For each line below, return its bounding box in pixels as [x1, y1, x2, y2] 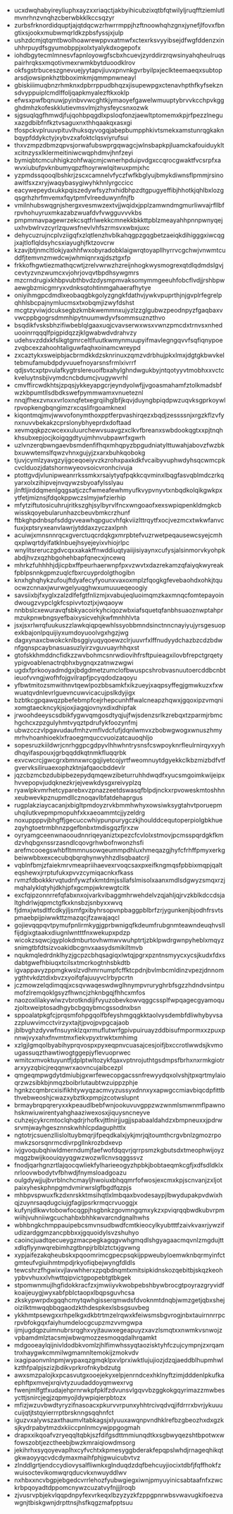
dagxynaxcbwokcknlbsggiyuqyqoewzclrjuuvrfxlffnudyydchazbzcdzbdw [13, 636, 223, 644]
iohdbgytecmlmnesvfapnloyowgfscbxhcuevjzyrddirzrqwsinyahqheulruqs [13, 51, 225, 59]
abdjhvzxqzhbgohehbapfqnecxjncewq [13, 553, 125, 562]
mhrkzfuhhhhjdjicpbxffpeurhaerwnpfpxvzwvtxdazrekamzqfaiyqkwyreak [13, 561, 224, 569]
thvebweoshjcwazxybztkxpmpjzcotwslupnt [13, 1093, 139, 1102]
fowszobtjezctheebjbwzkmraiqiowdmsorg [13, 1438, 136, 1446]
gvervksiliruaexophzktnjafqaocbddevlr [13, 764, 125, 771]
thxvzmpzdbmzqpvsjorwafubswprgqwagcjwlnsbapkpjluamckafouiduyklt [13, 141, 225, 149]
